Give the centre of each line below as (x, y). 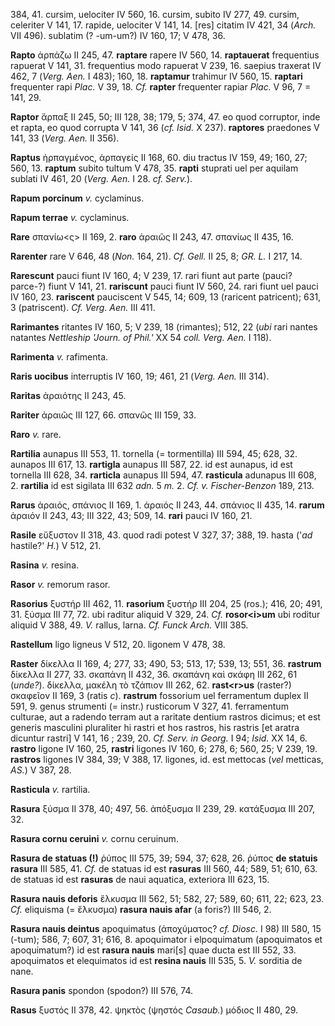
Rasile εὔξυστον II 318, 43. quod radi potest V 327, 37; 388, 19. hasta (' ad (161, 535)
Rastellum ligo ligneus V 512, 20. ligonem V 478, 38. (118, 644)
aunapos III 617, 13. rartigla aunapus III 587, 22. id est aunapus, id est (151, 464)
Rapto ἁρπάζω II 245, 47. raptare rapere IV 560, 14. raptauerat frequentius (165, 55)
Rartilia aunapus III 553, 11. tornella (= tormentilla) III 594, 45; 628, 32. (154, 453)
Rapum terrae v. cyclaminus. (70, 217)
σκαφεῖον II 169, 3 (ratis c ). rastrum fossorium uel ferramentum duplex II (159, 695)
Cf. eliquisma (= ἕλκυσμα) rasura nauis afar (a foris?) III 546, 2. (141, 909)
